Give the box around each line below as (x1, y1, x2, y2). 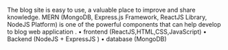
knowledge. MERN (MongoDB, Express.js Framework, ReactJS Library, (7, 13, 207, 21)
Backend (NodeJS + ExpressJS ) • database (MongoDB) (7, 35, 167, 43)
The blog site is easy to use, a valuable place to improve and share (7, 6, 196, 14)
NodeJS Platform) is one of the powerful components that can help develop (7, 21, 221, 28)
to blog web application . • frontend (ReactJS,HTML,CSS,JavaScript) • (7, 27, 207, 36)
